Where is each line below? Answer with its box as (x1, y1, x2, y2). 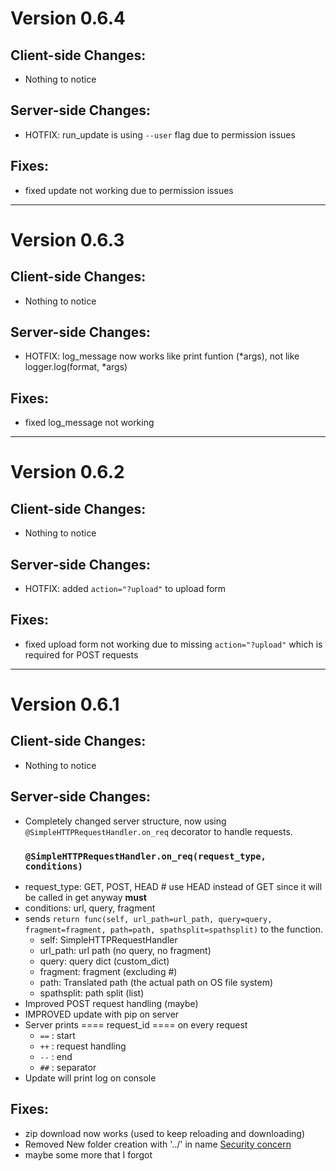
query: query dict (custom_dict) (39, 955, 170, 967)
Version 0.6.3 (10, 228, 125, 251)
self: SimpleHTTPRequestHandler (39, 933, 178, 946)
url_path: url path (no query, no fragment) (39, 944, 212, 956)
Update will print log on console (24, 1072, 157, 1084)
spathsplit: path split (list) (39, 987, 145, 999)
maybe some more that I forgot (24, 1148, 153, 1161)
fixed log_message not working (24, 417, 155, 429)
